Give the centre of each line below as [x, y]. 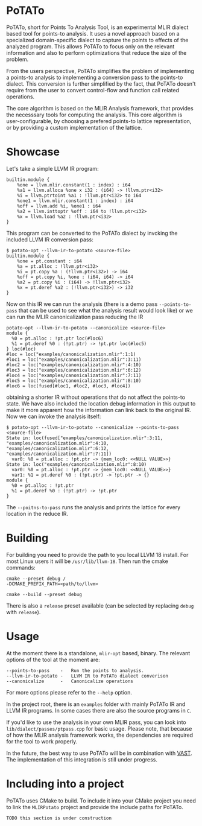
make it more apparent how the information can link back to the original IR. [99, 410]
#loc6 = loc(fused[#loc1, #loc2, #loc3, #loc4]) [68, 386]
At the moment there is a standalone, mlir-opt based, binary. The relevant [98, 653]
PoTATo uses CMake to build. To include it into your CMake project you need [101, 801]
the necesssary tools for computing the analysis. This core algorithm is [94, 115]
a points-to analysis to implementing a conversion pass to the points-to [95, 77]
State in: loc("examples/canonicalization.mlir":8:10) [77, 464]
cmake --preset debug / [36, 579]
